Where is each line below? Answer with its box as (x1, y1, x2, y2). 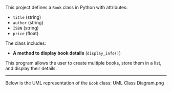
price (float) (12, 31, 39, 36)
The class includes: (5, 40, 46, 46)
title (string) (12, 14, 41, 20)
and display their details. (5, 66, 57, 71)
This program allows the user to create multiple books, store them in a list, (5, 60, 162, 66)
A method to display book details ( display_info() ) (12, 50, 121, 56)
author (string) (12, 20, 44, 25)
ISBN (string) (12, 25, 39, 31)
